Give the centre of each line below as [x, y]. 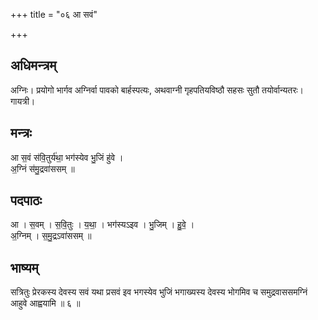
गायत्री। [23, 101]
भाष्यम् [24, 267]
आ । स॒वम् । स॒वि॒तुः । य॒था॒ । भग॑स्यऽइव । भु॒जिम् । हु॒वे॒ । [102, 225]
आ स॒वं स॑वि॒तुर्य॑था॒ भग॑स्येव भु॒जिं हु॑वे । [67, 157]
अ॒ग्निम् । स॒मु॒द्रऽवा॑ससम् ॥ [51, 236]
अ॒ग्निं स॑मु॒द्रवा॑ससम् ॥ [42, 168]
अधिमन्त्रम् [33, 65]
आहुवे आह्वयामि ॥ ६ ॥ [45, 303]
